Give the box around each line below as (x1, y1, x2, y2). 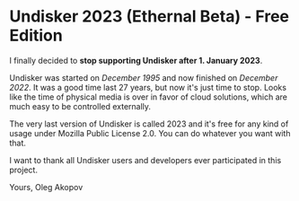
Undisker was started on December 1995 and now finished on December (9, 72, 278, 83)
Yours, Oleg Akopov (9, 181, 84, 192)
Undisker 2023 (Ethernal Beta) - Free (9, 6, 290, 27)
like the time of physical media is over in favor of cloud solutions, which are (9, 92, 288, 102)
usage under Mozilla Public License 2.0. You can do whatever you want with (9, 127, 291, 138)
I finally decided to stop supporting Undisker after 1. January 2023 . (9, 55, 263, 66)
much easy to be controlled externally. (9, 100, 151, 111)
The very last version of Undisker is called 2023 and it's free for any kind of (9, 118, 289, 129)
